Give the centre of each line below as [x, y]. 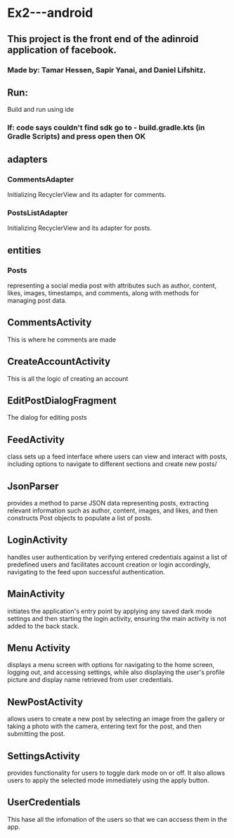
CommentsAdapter [41, 179]
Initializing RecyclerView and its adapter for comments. [87, 194]
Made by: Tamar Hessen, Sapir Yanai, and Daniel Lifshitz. [106, 70]
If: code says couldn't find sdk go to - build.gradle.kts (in [106, 128]
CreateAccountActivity [59, 362]
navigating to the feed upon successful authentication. [86, 572]
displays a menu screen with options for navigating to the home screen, [111, 665]
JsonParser [33, 486]
